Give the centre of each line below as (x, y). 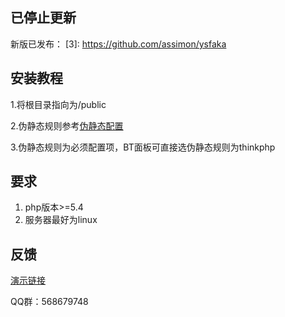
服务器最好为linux (61, 220)
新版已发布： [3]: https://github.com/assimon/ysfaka (118, 44)
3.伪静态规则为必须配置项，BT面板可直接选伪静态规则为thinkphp (143, 147)
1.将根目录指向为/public (58, 104)
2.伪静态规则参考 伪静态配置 (67, 125)
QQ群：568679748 (49, 302)
